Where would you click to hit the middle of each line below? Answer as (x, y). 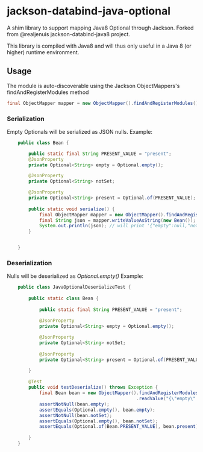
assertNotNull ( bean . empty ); (74, 404)
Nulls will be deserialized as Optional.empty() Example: (75, 276)
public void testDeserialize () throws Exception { (93, 388)
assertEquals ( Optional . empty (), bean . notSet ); (98, 421)
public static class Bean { (64, 299)
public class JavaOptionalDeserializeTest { (74, 287)
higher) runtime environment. (43, 52)
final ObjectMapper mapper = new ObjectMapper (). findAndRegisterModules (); (104, 103)
